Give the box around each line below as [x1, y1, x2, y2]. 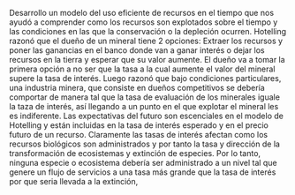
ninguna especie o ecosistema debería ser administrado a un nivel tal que [9, 158, 277, 168]
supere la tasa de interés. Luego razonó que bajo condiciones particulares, [9, 73, 282, 83]
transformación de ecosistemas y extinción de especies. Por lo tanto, [9, 148, 261, 158]
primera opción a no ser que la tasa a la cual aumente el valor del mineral [9, 64, 276, 74]
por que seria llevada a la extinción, [9, 176, 139, 186]
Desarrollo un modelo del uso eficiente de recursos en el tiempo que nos [9, 8, 275, 18]
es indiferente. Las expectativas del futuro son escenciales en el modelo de [9, 110, 284, 121]
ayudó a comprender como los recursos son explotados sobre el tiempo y [9, 17, 278, 27]
